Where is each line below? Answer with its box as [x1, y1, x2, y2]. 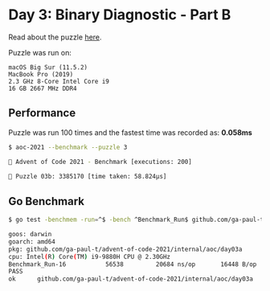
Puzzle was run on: [8, 47, 72, 57]
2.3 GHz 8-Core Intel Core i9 [8, 77, 110, 85]
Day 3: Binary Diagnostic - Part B [8, 6, 231, 24]
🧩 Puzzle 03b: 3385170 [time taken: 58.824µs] [8, 172, 167, 180]
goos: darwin [8, 231, 52, 239]
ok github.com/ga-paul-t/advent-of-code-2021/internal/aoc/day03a [8, 275, 253, 283]
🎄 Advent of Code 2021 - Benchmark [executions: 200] [8, 158, 193, 166]
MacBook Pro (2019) [8, 70, 74, 78]
